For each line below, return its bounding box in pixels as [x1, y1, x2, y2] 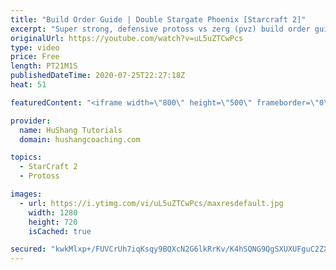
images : [10, 189, 43, 199]
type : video [10, 42, 60, 53]
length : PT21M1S [10, 61, 78, 71]
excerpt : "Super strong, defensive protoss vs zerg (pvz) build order [10, 24, 311, 34]
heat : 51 [10, 80, 47, 90]
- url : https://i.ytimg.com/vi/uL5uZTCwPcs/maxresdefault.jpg [19, 198, 284, 208]
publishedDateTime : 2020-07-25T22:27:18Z [10, 71, 186, 81]
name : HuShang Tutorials [19, 125, 123, 135]
